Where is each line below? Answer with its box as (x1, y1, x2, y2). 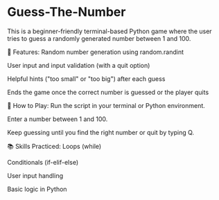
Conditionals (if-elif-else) (7, 158, 79, 166)
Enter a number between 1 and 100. (7, 115, 108, 123)
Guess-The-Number (7, 4, 126, 20)
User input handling (7, 171, 64, 180)
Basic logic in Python (7, 185, 67, 193)
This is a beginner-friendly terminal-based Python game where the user (7, 27, 213, 35)
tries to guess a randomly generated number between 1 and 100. (7, 34, 191, 42)
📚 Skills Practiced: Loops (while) (7, 142, 102, 150)
